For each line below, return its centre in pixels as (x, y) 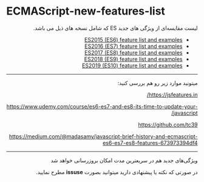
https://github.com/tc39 (168, 124)
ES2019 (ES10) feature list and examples (132, 66)
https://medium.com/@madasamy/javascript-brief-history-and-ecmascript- (103, 136)
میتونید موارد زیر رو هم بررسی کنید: (158, 83)
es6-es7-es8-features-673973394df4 (150, 143)
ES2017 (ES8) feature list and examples (134, 52)
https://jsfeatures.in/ (172, 95)
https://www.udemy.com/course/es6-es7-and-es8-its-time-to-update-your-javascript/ (102, 110)
